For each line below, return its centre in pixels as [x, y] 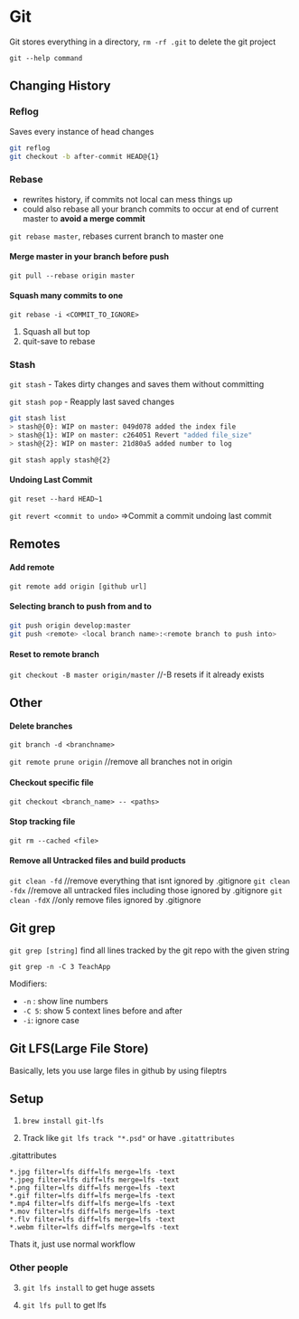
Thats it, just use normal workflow [72, 1244]
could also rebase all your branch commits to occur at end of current [150, 209]
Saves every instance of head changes [82, 131]
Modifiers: [28, 984]
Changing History [60, 86]
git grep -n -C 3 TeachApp [60, 966]
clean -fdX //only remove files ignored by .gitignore [105, 900]
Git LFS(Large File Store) [79, 1049]
